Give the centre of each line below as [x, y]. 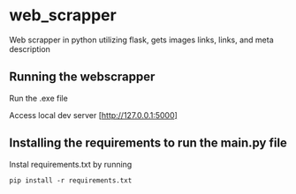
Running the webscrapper [82, 77]
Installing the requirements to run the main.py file [148, 143]
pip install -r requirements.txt [71, 180]
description [30, 48]
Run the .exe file [38, 98]
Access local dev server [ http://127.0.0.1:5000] [94, 115]
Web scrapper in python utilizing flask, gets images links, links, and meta [141, 40]
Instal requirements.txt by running [71, 164]
